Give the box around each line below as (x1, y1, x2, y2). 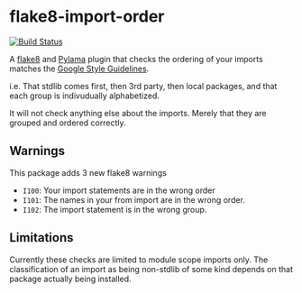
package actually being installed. (9, 273, 133, 284)
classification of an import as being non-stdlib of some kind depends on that (9, 263, 294, 274)
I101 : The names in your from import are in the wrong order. (22, 194, 246, 205)
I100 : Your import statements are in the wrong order (22, 185, 215, 196)
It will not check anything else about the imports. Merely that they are (9, 107, 267, 118)
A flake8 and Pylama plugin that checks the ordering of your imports (9, 53, 263, 64)
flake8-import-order (9, 6, 165, 27)
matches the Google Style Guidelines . (9, 63, 150, 74)
